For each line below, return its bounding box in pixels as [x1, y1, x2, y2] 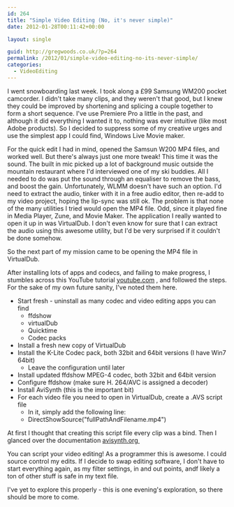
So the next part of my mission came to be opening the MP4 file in [7, 247, 198, 255]
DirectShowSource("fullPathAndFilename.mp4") [27, 415, 166, 423]
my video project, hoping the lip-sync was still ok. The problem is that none [7, 197, 224, 205]
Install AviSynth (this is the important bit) [17, 385, 134, 394]
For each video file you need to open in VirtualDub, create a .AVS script [17, 393, 223, 401]
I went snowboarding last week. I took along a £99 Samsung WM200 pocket [7, 86, 227, 95]
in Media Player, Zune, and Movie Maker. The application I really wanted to [7, 211, 221, 220]
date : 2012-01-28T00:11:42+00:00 [7, 23, 105, 30]
